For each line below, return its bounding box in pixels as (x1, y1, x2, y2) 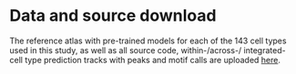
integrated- (243, 44, 286, 55)
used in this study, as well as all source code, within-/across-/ (9, 44, 242, 55)
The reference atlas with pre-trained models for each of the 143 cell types (9, 35, 287, 46)
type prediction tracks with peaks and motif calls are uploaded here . (24, 54, 281, 65)
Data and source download (9, 5, 217, 26)
